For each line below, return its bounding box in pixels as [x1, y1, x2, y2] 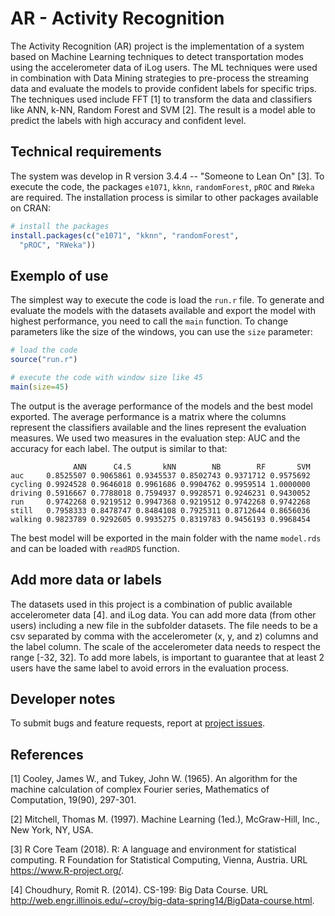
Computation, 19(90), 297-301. [10, 794, 137, 806]
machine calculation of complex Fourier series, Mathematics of [10, 783, 270, 796]
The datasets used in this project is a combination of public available [10, 598, 293, 610]
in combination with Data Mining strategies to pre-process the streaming [10, 72, 310, 84]
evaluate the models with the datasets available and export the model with [10, 305, 317, 317]
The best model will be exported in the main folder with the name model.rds [10, 532, 322, 544]
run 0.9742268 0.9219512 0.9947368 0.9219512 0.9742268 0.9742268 [10, 497, 311, 507]
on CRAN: [10, 202, 52, 214]
